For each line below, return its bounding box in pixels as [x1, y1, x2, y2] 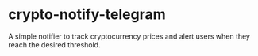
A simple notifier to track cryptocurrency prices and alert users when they [8, 32, 250, 41]
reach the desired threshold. [8, 39, 101, 49]
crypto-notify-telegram [8, 6, 166, 24]
